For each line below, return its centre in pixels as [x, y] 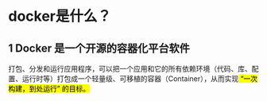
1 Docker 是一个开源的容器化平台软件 [99, 48]
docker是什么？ [60, 16]
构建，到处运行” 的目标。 [49, 89]
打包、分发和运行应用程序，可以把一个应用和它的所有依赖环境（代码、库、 [130, 69]
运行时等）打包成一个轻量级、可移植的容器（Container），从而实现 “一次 [140, 79]
